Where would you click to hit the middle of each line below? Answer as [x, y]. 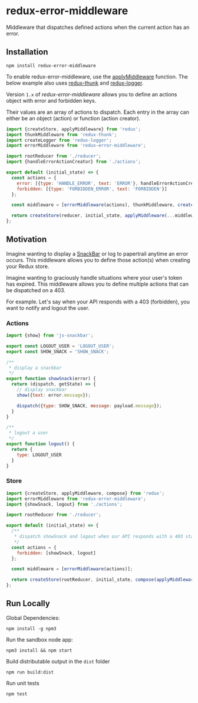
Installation [27, 52]
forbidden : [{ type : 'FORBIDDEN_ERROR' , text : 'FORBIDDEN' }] [92, 189]
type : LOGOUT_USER [39, 455]
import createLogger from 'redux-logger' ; [59, 140]
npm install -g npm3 [32, 629]
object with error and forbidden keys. [51, 100]
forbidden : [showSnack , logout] [56, 553]
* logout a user [29, 433]
